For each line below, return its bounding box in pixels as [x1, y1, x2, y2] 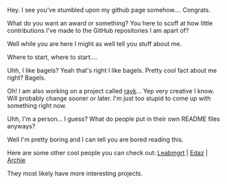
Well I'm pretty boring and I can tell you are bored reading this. [7, 135, 184, 143]
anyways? [7, 122, 36, 130]
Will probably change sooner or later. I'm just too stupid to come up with [7, 94, 211, 102]
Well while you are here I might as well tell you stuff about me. [7, 40, 182, 47]
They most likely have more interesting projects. [7, 170, 143, 177]
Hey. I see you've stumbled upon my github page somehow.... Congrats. [7, 6, 211, 14]
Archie [7, 156, 26, 164]
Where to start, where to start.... [7, 53, 97, 61]
